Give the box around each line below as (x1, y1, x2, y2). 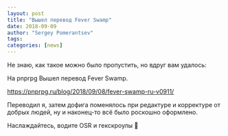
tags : (7, 36, 23, 43)
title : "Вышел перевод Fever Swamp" (7, 16, 112, 23)
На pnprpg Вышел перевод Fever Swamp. (7, 74, 128, 82)
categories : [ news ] (7, 42, 63, 49)
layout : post (7, 10, 45, 17)
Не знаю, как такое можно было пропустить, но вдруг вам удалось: (7, 61, 207, 69)
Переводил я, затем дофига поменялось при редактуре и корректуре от (7, 101, 221, 109)
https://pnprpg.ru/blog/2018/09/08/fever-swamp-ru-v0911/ (7, 87, 174, 95)
